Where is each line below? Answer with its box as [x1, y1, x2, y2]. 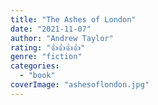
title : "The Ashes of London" [10, 14, 137, 25]
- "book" [19, 71, 56, 81]
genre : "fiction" [10, 52, 83, 62]
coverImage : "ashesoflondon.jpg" [10, 80, 150, 90]
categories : [10, 61, 60, 71]
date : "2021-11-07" [10, 24, 92, 34]
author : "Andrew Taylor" [10, 33, 114, 43]
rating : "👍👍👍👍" [10, 42, 86, 53]
